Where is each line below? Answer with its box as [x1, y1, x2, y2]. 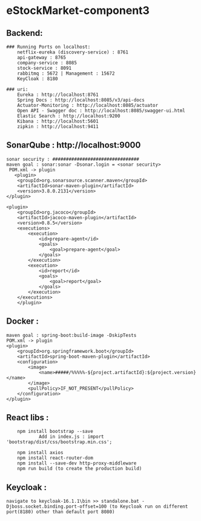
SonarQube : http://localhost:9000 [6, 140, 141, 151]
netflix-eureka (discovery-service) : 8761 [17, 49, 129, 55]
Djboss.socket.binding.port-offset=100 [6, 503, 107, 510]
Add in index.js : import [38, 434, 104, 440]
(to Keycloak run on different [109, 503, 188, 510]
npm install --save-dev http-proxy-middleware [17, 460, 137, 466]
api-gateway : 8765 [17, 55, 67, 61]
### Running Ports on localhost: [6, 44, 91, 50]
